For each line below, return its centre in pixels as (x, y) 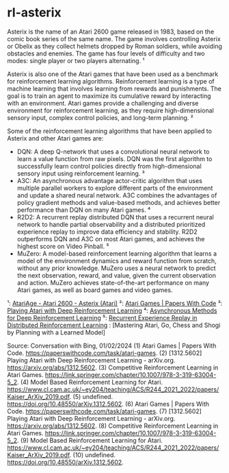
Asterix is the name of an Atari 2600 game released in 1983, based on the (111, 32)
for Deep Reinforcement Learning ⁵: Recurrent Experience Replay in (102, 317)
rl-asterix (34, 13)
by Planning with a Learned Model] (56, 332)
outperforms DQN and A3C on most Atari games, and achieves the (111, 239)
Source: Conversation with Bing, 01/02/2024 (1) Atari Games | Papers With (112, 345)
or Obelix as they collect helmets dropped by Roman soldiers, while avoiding (114, 46)
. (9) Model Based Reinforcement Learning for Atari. (90, 440)
